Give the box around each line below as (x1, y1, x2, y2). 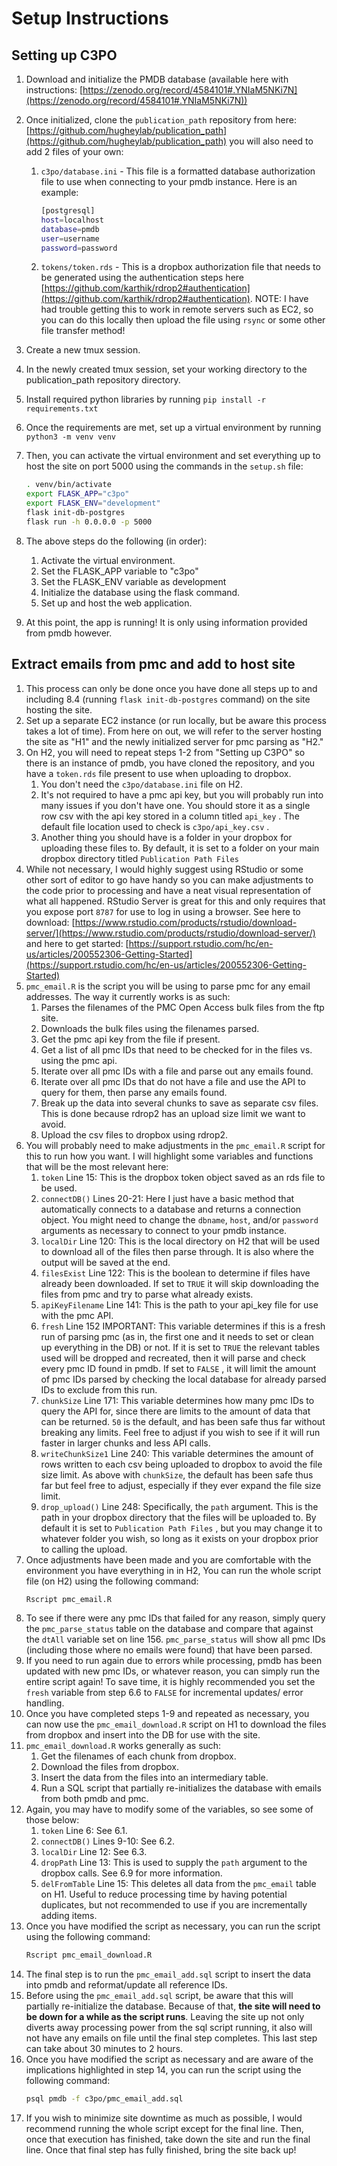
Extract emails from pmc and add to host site (11, 656, 296, 673)
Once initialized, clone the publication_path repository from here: (25, 114, 297, 126)
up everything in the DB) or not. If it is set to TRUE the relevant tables (40, 1341, 321, 1353)
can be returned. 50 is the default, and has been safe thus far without (40, 1415, 326, 1427)
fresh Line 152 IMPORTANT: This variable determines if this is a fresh (40, 1320, 326, 1332)
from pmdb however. (25, 627, 113, 639)
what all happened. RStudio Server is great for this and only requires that (25, 895, 326, 907)
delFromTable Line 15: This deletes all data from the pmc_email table (40, 1878, 317, 1890)
